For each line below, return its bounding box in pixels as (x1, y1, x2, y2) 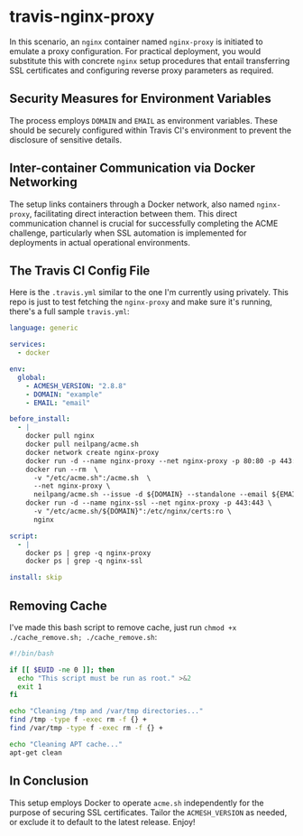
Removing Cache (9, 598, 107, 613)
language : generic (9, 323, 78, 333)
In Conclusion (9, 774, 88, 789)
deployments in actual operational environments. (9, 237, 191, 247)
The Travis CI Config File (9, 263, 151, 278)
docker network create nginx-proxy (25, 448, 160, 457)
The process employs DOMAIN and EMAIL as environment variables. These (9, 115, 278, 125)
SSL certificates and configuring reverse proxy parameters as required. (9, 65, 274, 76)
